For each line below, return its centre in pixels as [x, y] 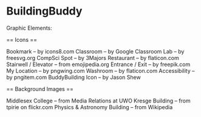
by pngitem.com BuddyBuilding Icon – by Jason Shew [73, 77]
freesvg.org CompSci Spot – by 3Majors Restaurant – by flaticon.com [93, 58]
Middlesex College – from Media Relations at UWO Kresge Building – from [99, 101]
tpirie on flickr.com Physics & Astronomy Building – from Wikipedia [90, 107]
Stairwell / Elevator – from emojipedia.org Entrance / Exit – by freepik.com [98, 64]
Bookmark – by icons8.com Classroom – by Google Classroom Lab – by [95, 51]
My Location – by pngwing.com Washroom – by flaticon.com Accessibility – [101, 70]
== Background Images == [40, 89]
